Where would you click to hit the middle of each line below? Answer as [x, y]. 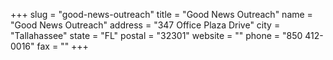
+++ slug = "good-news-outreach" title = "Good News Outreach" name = [161, 14]
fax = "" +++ [62, 46]
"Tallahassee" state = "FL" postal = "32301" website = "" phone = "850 [156, 35]
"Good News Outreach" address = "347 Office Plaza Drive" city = [145, 25]
